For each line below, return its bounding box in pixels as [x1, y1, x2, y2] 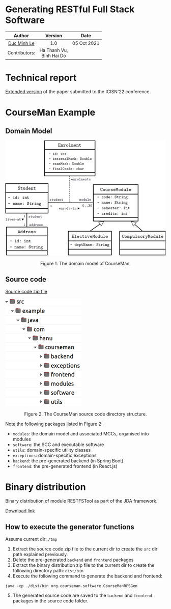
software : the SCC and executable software [12, 441, 104, 448]
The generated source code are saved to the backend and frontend [12, 592, 152, 599]
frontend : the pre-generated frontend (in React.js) [12, 463, 118, 469]
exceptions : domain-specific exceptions [12, 452, 97, 459]
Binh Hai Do [41, 52, 66, 59]
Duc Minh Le [8, 40, 35, 46]
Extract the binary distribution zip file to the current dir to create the [12, 562, 155, 568]
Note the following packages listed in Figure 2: [5, 421, 103, 427]
